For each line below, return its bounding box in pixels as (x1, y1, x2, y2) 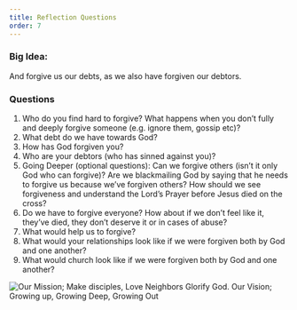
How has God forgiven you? (21, 141, 124, 152)
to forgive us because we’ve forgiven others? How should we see (21, 179, 262, 190)
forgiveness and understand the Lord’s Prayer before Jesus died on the (21, 188, 283, 200)
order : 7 (9, 21, 42, 30)
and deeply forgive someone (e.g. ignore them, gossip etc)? (21, 123, 241, 133)
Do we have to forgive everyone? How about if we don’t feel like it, (21, 208, 264, 219)
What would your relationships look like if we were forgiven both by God (21, 236, 285, 247)
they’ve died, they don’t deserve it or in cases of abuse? (21, 217, 228, 227)
